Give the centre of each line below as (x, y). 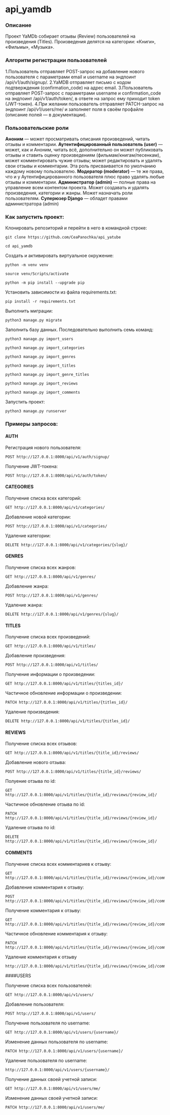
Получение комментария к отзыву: (43, 910)
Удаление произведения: (32, 712)
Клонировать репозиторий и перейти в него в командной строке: (76, 228)
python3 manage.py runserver (36, 411)
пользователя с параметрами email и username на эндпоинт (71, 77)
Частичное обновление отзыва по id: (45, 804)
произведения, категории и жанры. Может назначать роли (69, 193)
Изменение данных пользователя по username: (57, 1042)
